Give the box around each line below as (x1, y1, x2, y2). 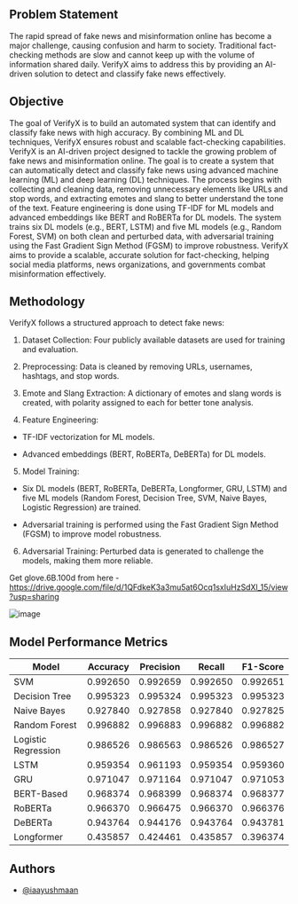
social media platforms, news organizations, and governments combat (9, 259, 266, 270)
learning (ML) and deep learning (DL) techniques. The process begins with (9, 174, 282, 185)
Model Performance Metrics (9, 634, 169, 649)
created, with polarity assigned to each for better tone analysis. (21, 397, 255, 408)
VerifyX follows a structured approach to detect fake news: (9, 318, 224, 328)
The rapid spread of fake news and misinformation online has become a (9, 30, 272, 41)
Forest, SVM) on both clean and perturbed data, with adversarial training (9, 231, 275, 241)
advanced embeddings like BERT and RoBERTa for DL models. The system (9, 212, 282, 223)
